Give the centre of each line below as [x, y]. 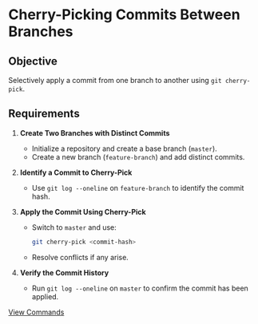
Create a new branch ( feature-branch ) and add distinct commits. [138, 156]
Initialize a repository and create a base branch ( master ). [124, 148]
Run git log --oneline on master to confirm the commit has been [140, 288]
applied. [45, 296]
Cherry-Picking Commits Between [125, 15]
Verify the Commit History [64, 272]
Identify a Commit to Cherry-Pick [76, 172]
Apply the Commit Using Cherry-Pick [83, 211]
